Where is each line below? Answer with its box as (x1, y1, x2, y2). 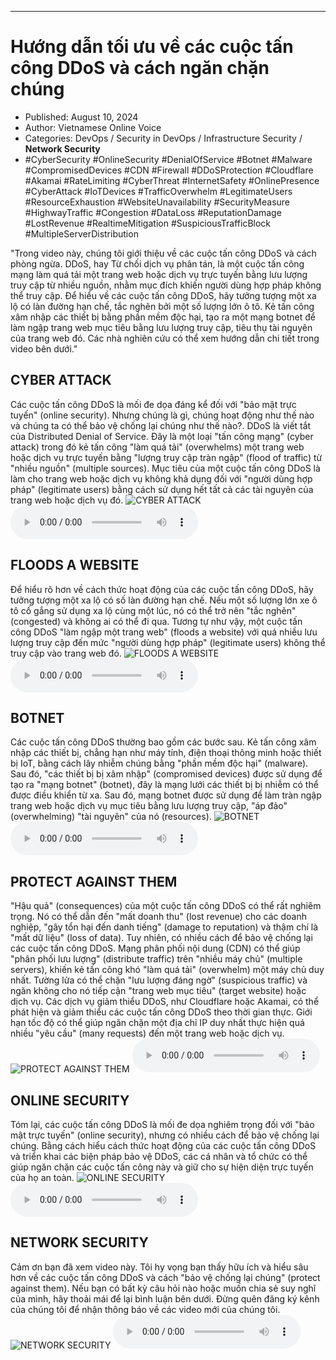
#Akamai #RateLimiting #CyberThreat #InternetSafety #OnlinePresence (24, 174, 320, 186)
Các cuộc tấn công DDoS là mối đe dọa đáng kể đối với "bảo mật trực (10, 398, 297, 410)
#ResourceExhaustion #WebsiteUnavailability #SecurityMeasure (24, 196, 291, 208)
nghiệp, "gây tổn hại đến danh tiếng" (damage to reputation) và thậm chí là (10, 921, 319, 933)
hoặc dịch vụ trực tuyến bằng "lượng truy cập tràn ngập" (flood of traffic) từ (10, 451, 323, 463)
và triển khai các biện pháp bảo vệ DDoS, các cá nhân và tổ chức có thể (10, 1151, 308, 1162)
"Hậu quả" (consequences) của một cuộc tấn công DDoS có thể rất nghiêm (10, 900, 322, 912)
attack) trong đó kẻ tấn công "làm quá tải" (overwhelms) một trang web (10, 441, 305, 453)
